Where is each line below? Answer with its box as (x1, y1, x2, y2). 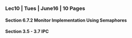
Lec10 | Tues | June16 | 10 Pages (5, 5, 85, 12)
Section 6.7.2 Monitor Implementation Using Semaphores (5, 17, 127, 23)
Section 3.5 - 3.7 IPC (5, 29, 49, 35)
